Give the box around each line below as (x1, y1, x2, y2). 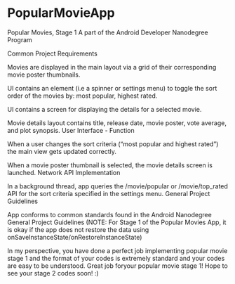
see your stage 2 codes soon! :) (7, 269, 100, 277)
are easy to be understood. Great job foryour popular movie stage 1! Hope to (7, 262, 228, 270)
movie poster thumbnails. (7, 70, 81, 79)
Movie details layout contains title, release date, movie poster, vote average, (7, 118, 227, 127)
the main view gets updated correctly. (7, 147, 117, 155)
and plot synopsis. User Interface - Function (7, 126, 135, 134)
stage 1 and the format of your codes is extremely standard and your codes (7, 254, 225, 262)
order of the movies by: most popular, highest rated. (7, 91, 158, 100)
